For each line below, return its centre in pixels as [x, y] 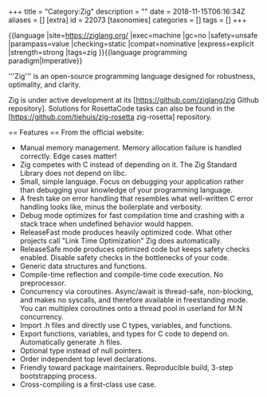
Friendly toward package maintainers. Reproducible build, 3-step [126, 368]
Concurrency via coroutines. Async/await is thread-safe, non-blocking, [136, 291]
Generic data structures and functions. [83, 266]
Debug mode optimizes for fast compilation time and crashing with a [132, 215]
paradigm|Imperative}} [45, 60]
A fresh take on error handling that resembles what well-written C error [136, 198]
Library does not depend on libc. [73, 173]
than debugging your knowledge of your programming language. [126, 190]
